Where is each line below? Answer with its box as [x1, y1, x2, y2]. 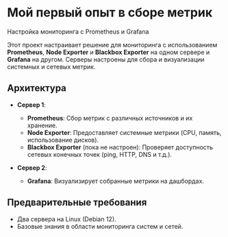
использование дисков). [27, 136, 99, 144]
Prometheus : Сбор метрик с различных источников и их [27, 114, 193, 122]
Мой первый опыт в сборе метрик [7, 5, 213, 21]
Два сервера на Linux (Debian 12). [16, 214, 116, 223]
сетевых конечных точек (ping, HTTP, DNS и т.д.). [27, 150, 173, 158]
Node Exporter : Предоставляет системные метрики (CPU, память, [27, 128, 222, 136]
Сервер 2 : [16, 163, 47, 172]
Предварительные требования [7, 197, 147, 208]
